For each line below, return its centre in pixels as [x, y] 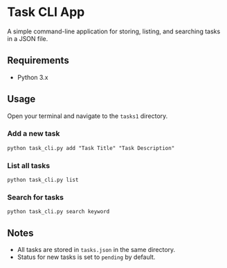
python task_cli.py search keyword [58, 212]
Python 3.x [33, 77]
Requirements [38, 61]
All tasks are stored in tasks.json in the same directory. [96, 250]
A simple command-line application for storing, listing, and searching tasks [114, 31]
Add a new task [34, 134]
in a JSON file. [28, 38]
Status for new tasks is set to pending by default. [86, 257]
